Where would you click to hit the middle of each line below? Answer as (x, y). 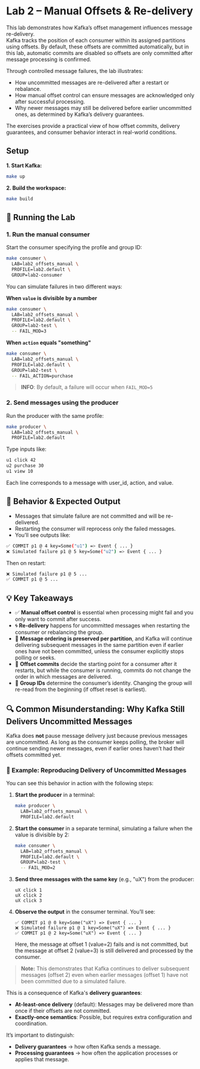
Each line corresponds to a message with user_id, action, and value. (90, 482)
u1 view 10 (20, 471)
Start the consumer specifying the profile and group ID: (74, 248)
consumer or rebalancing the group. (59, 633)
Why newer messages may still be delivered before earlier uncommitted (103, 108)
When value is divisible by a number (52, 298)
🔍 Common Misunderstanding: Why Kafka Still (96, 709)
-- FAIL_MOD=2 (38, 868)
